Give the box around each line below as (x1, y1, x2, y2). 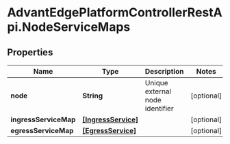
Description (144, 67, 184, 76)
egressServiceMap (10, 126, 74, 135)
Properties (7, 46, 53, 58)
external (144, 87, 172, 96)
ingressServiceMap (10, 115, 76, 124)
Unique (144, 78, 169, 87)
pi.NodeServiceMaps (7, 19, 131, 35)
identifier (144, 104, 174, 113)
